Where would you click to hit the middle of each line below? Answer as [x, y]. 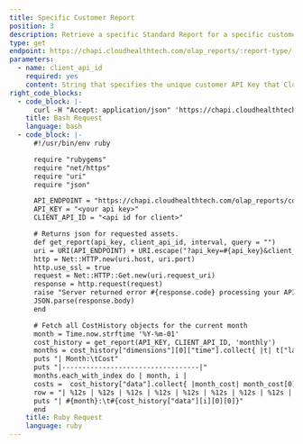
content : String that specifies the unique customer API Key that [153, 85]
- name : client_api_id [60, 68]
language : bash [54, 127]
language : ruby [54, 426]
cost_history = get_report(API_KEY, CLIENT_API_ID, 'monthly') [155, 342]
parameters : [32, 59]
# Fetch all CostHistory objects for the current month [140, 325]
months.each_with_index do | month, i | [110, 376]
